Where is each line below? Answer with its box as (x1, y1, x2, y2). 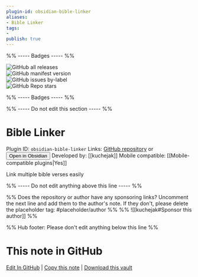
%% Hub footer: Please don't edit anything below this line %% (6, 223, 158, 230)
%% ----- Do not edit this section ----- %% (6, 105, 113, 112)
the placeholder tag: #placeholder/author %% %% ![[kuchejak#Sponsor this (6, 206, 192, 213)
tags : (6, 25, 20, 31)
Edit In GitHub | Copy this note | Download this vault (6, 263, 133, 271)
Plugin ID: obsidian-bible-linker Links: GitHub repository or (6, 145, 154, 152)
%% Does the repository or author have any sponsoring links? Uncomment (6, 193, 189, 200)
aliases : (6, 14, 28, 20)
